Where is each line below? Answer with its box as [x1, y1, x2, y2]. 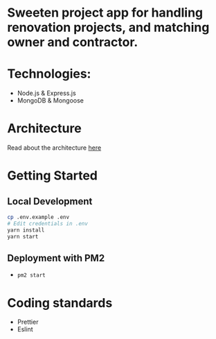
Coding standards [7, 295, 113, 311]
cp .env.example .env [7, 214, 70, 221]
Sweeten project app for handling [7, 5, 204, 21]
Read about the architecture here [7, 144, 102, 152]
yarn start [7, 233, 39, 240]
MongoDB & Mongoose [17, 96, 84, 105]
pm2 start [17, 272, 46, 279]
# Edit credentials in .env [7, 220, 89, 227]
